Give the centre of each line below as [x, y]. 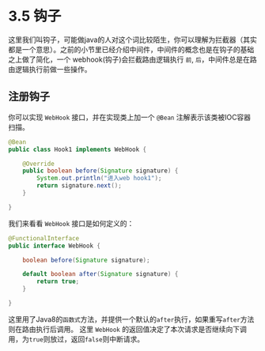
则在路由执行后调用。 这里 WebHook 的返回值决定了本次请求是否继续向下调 [127, 329]
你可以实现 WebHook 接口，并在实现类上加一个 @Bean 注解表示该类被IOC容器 [130, 117]
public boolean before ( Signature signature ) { [100, 171]
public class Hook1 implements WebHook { [78, 149]
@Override [39, 164]
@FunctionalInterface [44, 238]
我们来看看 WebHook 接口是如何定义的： [71, 223]
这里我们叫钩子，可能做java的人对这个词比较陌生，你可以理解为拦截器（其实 [132, 40]
